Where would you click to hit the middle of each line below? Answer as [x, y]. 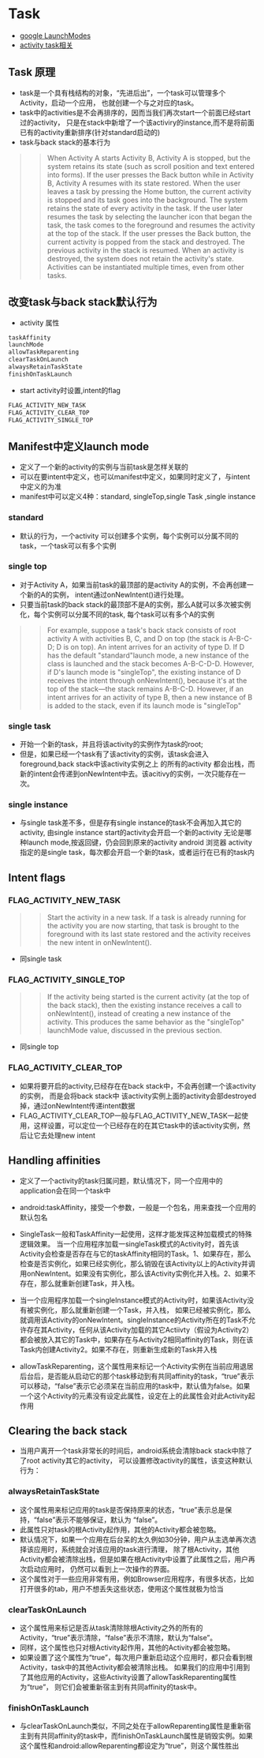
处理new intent [71, 1135]
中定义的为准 [40, 487]
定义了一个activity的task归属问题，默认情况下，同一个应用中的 [121, 1180]
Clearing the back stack [68, 1431]
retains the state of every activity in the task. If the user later [145, 208]
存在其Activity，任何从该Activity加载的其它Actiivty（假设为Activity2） [140, 1329]
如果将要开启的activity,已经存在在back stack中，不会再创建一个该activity [138, 1085]
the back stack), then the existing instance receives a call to [144, 1005]
